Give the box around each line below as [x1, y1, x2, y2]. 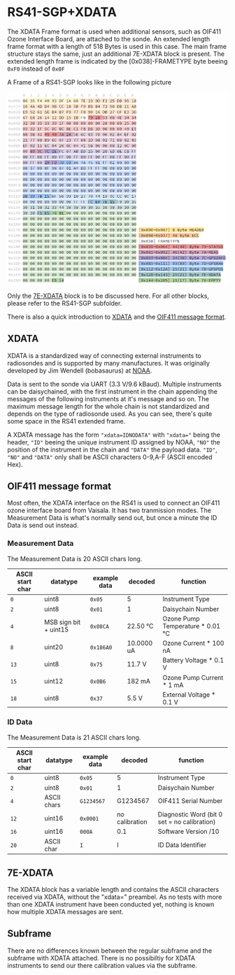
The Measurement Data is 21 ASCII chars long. [7, 733, 141, 742]
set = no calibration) [157, 818, 216, 826]
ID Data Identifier [157, 841, 207, 849]
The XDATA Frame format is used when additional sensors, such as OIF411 [7, 27, 222, 36]
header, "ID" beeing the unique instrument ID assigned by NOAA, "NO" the [7, 438, 220, 446]
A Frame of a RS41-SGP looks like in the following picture [7, 78, 172, 86]
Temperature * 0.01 [162, 621, 221, 630]
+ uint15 [44, 626, 69, 634]
